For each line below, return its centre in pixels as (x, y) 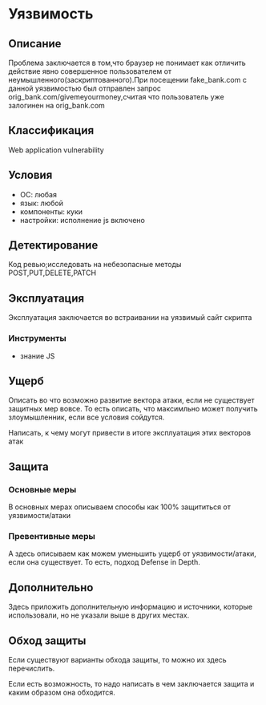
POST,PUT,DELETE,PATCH (52, 273)
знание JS (37, 356)
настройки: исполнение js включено (83, 220)
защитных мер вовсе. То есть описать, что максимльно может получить (133, 409)
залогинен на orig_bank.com (57, 105)
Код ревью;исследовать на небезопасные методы (95, 265)
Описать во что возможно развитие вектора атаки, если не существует (131, 400)
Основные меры (42, 489)
